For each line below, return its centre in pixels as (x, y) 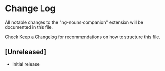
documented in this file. (29, 27)
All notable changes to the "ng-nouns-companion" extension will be (74, 22)
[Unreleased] (26, 52)
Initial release (26, 64)
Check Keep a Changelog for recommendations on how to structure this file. (83, 37)
